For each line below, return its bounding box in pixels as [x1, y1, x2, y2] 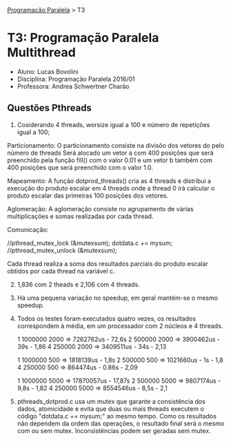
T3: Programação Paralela [7, 30, 159, 46]
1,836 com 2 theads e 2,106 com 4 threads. [17, 280, 140, 289]
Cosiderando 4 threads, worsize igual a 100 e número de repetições [17, 120, 210, 128]
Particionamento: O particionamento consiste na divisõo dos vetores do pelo [7, 141, 225, 149]
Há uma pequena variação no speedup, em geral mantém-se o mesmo [17, 294, 219, 302]
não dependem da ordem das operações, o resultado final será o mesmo [17, 419, 225, 427]
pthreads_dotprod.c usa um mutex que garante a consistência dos [17, 397, 205, 405]
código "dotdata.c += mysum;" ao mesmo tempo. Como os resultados [17, 412, 217, 420]
